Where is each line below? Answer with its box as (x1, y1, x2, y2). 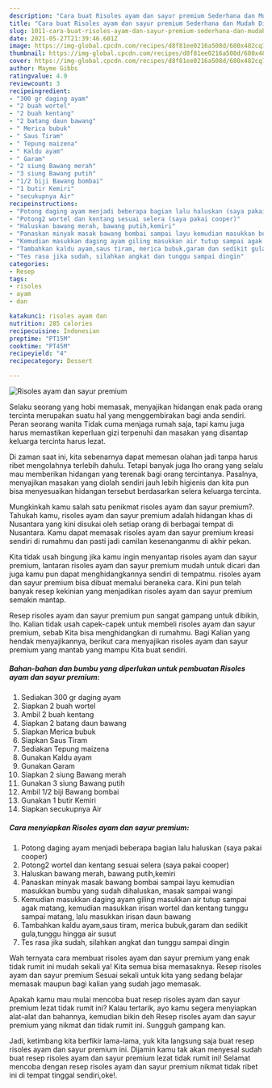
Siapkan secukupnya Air (20, 803, 102, 813)
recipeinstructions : (9, 200, 79, 208)
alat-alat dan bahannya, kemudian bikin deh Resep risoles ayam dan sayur (9, 1011, 257, 1021)
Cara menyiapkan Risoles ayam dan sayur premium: (9, 822, 190, 833)
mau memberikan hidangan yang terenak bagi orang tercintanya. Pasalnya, (9, 470, 258, 479)
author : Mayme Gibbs (9, 65, 79, 73)
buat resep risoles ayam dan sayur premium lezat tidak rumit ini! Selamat (9, 1052, 251, 1063)
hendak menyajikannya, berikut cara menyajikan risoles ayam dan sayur (9, 636, 249, 646)
